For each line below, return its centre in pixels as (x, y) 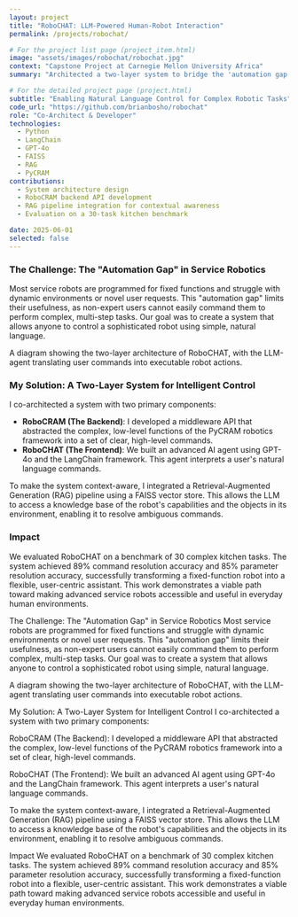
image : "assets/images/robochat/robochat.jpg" (97, 58)
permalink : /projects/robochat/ (69, 34)
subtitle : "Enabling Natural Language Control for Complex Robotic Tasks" (150, 98)
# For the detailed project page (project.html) (101, 90)
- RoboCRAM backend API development (85, 198)
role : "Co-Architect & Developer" (73, 115)
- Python (33, 132)
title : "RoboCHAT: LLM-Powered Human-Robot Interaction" (117, 26)
